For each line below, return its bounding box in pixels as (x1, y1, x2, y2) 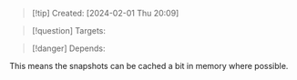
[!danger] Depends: (31, 43, 106, 54)
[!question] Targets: (31, 25, 107, 35)
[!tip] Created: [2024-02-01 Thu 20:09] (31, 8, 179, 18)
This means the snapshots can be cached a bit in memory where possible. (9, 61, 289, 71)
